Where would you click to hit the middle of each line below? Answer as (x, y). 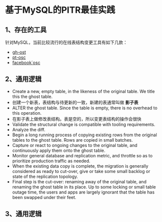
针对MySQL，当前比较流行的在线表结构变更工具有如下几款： (66, 42)
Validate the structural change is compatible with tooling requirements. (84, 124)
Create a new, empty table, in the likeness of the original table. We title (83, 91)
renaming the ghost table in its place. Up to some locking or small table (84, 187)
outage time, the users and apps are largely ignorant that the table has (83, 192)
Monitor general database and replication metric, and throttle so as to (82, 155)
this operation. (27, 113)
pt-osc (19, 57)
